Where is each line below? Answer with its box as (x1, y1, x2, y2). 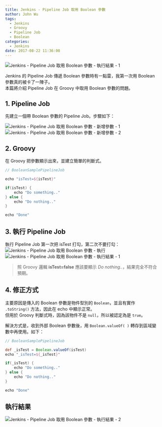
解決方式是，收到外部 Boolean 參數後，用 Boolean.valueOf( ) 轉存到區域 (5, 322, 152, 328)
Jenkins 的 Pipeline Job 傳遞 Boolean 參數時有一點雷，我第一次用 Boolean (5, 73, 155, 79)
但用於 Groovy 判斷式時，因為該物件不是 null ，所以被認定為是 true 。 (5, 312, 146, 318)
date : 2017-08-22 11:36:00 (5, 48, 60, 53)
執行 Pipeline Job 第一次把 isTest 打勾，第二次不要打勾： (5, 241, 120, 247)
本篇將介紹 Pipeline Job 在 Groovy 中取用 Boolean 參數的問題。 (5, 85, 134, 91)
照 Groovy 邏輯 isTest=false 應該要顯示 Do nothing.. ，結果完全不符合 (17, 264, 157, 270)
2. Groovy (5, 144, 36, 153)
